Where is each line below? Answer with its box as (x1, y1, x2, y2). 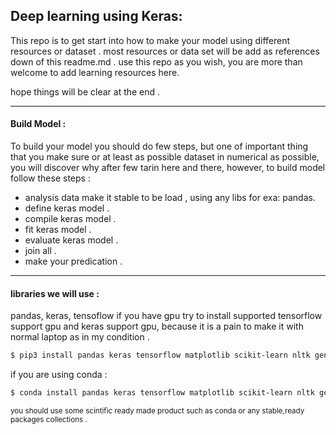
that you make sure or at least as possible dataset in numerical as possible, (10, 151, 320, 163)
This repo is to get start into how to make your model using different (10, 34, 291, 46)
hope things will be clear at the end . (10, 85, 161, 98)
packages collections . (10, 414, 88, 424)
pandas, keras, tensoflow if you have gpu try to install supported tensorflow (10, 310, 323, 322)
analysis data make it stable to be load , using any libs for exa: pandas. (24, 192, 316, 204)
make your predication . (24, 255, 123, 268)
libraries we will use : (10, 287, 100, 299)
